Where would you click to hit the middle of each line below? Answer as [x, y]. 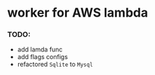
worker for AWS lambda [78, 13]
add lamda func [40, 49]
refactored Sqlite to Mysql [55, 65]
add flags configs [43, 57]
